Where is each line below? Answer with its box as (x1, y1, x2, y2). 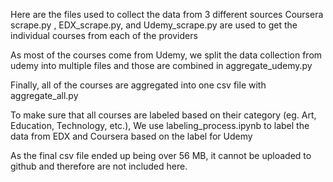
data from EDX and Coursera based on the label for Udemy (10, 130, 253, 142)
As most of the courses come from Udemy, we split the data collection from (10, 49, 323, 61)
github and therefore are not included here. (10, 160, 188, 172)
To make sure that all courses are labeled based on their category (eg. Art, (10, 109, 317, 121)
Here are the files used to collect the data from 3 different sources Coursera (10, 9, 324, 20)
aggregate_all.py (10, 90, 79, 101)
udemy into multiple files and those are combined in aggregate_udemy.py (10, 60, 313, 71)
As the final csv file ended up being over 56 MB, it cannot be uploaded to (10, 150, 312, 161)
